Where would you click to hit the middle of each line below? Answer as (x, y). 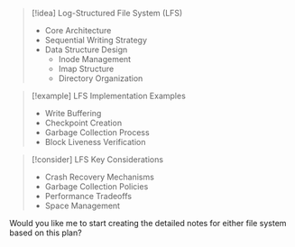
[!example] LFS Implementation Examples (109, 96)
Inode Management (95, 59)
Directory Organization (101, 78)
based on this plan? (46, 233)
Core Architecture (78, 30)
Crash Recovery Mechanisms (100, 177)
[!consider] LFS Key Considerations (97, 160)
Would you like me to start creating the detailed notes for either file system (148, 223)
